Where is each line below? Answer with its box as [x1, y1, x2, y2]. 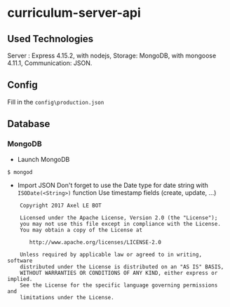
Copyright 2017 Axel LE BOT [20, 202, 102, 209]
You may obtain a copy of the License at [20, 226, 142, 233]
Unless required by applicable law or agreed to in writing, [20, 251, 202, 258]
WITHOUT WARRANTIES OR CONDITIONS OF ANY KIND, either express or [20, 269, 218, 276]
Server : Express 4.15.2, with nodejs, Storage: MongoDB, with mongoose [7, 51, 217, 60]
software [7, 257, 33, 264]
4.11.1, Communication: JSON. [7, 59, 93, 67]
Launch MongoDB [17, 155, 70, 163]
